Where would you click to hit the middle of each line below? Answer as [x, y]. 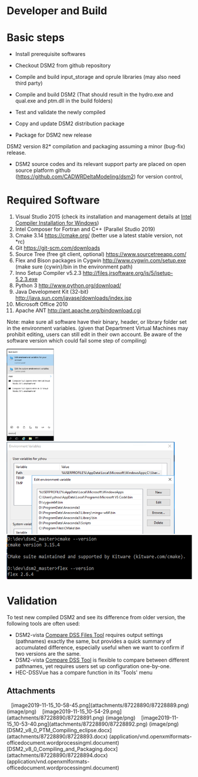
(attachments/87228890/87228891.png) [56, 718]
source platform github [43, 170]
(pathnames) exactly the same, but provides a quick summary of [93, 641]
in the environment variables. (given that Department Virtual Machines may [98, 328]
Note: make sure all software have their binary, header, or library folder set [97, 322]
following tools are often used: [43, 623]
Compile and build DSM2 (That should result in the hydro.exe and [94, 95]
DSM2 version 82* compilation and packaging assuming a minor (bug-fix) [96, 147]
